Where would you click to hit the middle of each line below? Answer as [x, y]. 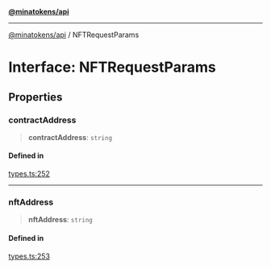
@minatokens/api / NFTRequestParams [74, 35]
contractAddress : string [70, 137]
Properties [35, 97]
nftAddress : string [60, 220]
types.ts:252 [29, 174]
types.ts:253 [29, 256]
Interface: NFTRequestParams [112, 67]
